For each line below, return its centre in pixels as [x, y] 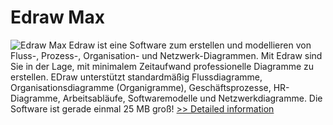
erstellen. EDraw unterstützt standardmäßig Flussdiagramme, [136, 77]
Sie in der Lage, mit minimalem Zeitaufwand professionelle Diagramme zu [162, 66]
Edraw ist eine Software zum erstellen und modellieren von [190, 45]
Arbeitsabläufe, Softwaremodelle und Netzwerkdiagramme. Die [192, 98]
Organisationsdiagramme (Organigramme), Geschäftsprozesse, [141, 87]
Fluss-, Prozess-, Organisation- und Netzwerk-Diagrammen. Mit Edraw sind [166, 55]
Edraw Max [57, 17]
